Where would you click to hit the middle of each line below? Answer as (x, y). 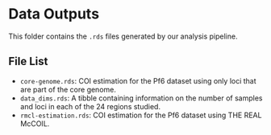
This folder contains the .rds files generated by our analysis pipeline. (123, 36)
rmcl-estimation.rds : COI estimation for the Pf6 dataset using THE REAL (141, 115)
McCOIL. (35, 123)
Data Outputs (54, 14)
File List (28, 61)
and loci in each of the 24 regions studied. (90, 106)
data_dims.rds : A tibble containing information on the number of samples (141, 98)
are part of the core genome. (68, 89)
